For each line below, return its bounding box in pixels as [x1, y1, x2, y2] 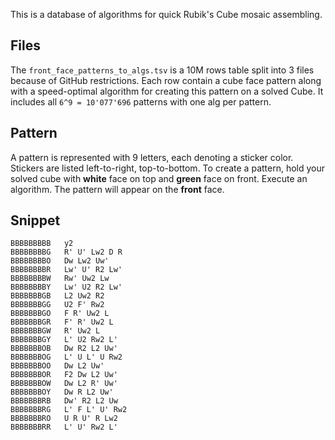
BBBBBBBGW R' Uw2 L [10, 326, 101, 336]
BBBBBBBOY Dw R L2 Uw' [10, 387, 114, 398]
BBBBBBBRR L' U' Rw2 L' [10, 422, 118, 433]
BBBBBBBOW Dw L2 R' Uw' [10, 379, 118, 389]
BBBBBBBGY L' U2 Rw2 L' [10, 335, 118, 345]
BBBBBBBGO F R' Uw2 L [10, 309, 110, 319]
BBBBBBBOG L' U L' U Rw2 [10, 352, 123, 363]
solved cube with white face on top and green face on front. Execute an [10, 172, 308, 184]
